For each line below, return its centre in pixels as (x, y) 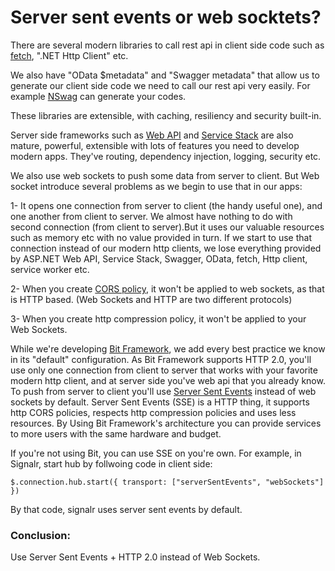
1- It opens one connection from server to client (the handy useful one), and (166, 205)
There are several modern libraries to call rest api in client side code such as (167, 45)
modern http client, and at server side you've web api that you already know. (168, 380)
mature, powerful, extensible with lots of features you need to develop (155, 145)
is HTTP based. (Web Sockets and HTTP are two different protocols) (151, 299)
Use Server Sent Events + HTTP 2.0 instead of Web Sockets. (135, 557)
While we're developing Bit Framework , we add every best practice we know (168, 348)
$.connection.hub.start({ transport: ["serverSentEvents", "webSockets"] (167, 482)
